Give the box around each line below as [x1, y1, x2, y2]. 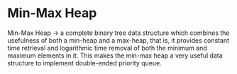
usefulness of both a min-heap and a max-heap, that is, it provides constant [7, 36, 229, 44]
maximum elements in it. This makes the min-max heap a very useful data [7, 51, 224, 60]
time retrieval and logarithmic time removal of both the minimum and [7, 43, 207, 52]
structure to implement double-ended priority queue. [7, 58, 162, 67]
